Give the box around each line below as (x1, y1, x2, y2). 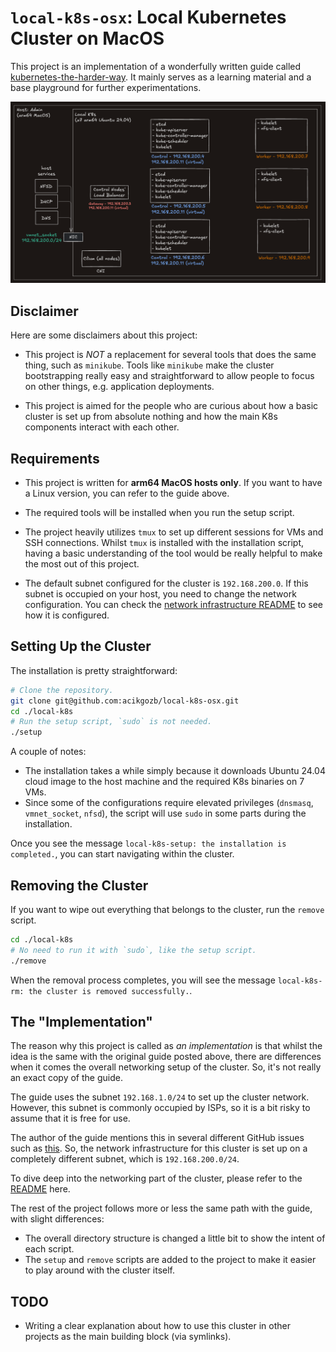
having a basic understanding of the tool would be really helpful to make (24, 547, 323, 559)
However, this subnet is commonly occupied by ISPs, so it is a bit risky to (10, 1102, 311, 1114)
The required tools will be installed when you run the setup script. (24, 506, 295, 518)
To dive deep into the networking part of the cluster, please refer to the (10, 1172, 303, 1185)
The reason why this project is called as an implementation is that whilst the (10, 1040, 323, 1052)
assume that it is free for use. (10, 1112, 131, 1125)
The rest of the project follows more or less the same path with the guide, (10, 1202, 313, 1215)
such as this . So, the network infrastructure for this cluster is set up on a (10, 1142, 308, 1155)
